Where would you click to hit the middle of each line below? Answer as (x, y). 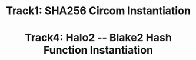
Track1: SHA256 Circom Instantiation (98, 11)
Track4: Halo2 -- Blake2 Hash (98, 38)
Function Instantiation (98, 50)
